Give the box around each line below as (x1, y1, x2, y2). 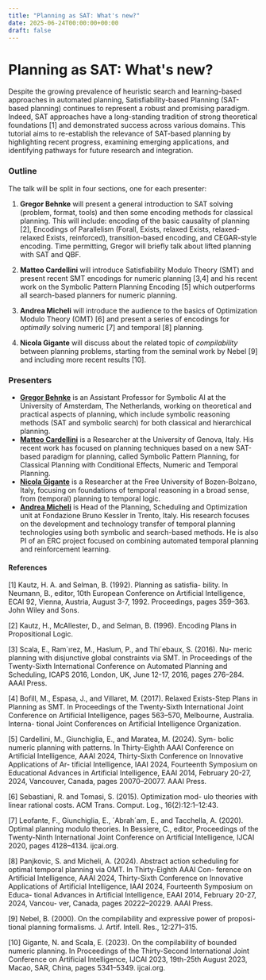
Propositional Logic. (8, 629, 74, 639)
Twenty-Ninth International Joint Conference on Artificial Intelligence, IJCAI (8, 832, 255, 842)
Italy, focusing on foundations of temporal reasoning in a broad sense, (19, 485, 250, 494)
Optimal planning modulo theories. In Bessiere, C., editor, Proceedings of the (8, 824, 259, 834)
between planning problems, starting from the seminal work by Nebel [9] (19, 346, 258, 355)
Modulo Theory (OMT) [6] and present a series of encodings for (19, 314, 230, 324)
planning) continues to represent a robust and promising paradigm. (30, 104, 250, 113)
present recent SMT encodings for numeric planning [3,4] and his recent (19, 273, 258, 282)
